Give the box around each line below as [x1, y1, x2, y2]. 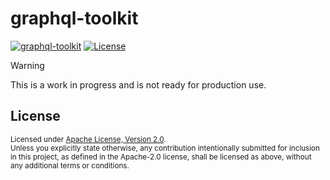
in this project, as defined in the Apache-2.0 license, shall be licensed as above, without [10, 152, 312, 162]
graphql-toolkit [10, 7, 139, 30]
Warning [10, 59, 45, 71]
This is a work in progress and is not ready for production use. [10, 78, 267, 91]
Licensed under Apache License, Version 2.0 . [10, 134, 167, 144]
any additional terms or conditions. [10, 160, 130, 171]
